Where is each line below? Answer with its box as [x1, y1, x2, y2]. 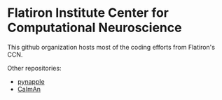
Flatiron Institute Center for [7, 5, 169, 21]
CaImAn [17, 85, 41, 93]
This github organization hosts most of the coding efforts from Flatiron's [7, 43, 216, 51]
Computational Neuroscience [7, 20, 182, 36]
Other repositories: [7, 64, 62, 72]
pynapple [17, 77, 45, 85]
